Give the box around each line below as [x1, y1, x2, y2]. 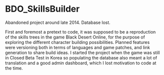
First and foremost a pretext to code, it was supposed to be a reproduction [5, 29, 156, 35]
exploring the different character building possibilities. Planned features [5, 39, 150, 45]
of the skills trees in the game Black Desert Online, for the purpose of [5, 34, 145, 40]
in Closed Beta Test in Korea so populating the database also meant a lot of [5, 55, 157, 60]
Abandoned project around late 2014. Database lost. [5, 19, 110, 25]
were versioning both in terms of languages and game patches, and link [5, 44, 150, 50]
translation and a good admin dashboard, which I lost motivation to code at [5, 60, 157, 66]
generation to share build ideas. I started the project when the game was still [5, 50, 160, 56]
